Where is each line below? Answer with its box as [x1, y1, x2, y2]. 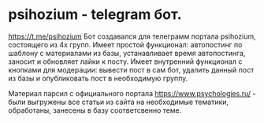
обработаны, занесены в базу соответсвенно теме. [8, 105, 182, 115]
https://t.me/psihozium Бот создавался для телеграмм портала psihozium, [8, 32, 256, 41]
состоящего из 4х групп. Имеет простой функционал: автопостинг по [8, 39, 243, 49]
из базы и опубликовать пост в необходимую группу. [8, 73, 188, 83]
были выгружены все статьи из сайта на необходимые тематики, [8, 97, 229, 106]
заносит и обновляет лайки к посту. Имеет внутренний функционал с [8, 57, 243, 66]
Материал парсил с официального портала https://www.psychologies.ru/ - [8, 88, 256, 98]
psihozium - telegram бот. [8, 6, 183, 24]
